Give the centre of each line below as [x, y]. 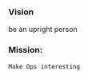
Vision [21, 12]
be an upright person [43, 30]
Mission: [26, 50]
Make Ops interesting [44, 66]
